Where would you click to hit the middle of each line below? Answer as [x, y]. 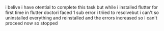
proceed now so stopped [32, 23]
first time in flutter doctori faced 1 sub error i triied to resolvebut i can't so [82, 12]
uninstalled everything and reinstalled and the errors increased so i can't [81, 18]
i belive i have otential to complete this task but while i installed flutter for [82, 7]
